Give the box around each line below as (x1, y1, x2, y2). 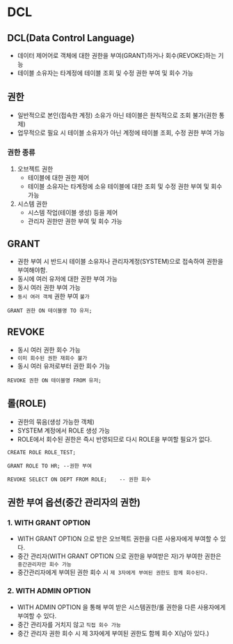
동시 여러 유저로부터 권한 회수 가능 (17, 361, 111, 370)
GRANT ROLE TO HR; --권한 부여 (7, 462, 93, 470)
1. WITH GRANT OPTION (7, 518, 90, 527)
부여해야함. (17, 266, 48, 274)
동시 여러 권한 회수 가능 (17, 345, 81, 354)
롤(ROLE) (7, 398, 47, 410)
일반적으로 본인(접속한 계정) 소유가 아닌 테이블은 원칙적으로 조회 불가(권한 (17, 111, 218, 119)
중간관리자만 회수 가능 (17, 561, 72, 569)
